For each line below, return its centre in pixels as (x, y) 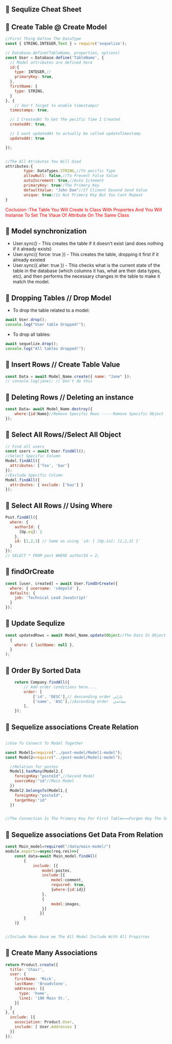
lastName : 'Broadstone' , (41, 984)
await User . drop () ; (26, 320)
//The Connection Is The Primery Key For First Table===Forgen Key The (83, 819)
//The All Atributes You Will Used (43, 161)
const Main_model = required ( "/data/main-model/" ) (58, 847)
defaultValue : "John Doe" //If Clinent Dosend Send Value (85, 190)
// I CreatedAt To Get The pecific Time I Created (65, 120)
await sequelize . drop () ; (32, 344)
